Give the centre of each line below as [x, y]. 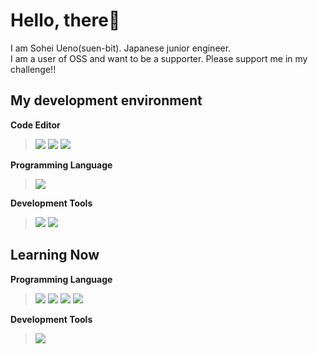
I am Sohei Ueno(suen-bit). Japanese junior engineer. [121, 48]
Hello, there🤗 [65, 20]
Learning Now [55, 255]
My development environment [106, 100]
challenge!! [33, 69]
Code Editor [35, 125]
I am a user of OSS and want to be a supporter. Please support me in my [159, 58]
